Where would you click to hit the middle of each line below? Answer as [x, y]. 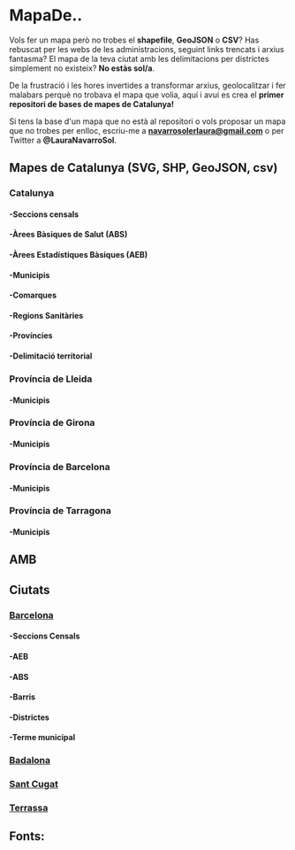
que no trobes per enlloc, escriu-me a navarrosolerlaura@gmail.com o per [147, 130]
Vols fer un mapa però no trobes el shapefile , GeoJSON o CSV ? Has [134, 40]
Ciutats [30, 590]
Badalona [30, 761]
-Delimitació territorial [51, 356]
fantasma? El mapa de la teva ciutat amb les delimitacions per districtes [139, 58]
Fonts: [27, 836]
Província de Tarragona [61, 511]
